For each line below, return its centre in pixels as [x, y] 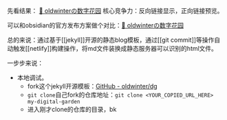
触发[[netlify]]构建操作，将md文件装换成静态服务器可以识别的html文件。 [115, 48]
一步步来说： [25, 63]
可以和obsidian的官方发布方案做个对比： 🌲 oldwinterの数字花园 [96, 25]
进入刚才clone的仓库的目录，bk [72, 109]
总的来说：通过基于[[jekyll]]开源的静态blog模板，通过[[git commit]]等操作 [111, 40]
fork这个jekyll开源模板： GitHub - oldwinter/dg [92, 86]
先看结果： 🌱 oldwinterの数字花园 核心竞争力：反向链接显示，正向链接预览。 [115, 11]
